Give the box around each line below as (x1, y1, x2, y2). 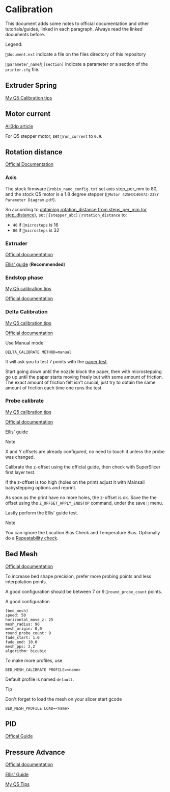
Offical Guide (5, 733, 33, 739)
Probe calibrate (5, 397, 44, 404)
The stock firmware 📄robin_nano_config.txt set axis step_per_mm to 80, (5, 185, 158, 192)
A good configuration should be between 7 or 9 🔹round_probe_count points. (5, 588, 162, 595)
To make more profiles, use (5, 657, 63, 663)
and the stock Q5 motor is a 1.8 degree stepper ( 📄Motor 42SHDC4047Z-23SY (5, 191, 159, 197)
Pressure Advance (5, 748, 65, 756)
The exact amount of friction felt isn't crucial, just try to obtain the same (5, 379, 156, 385)
